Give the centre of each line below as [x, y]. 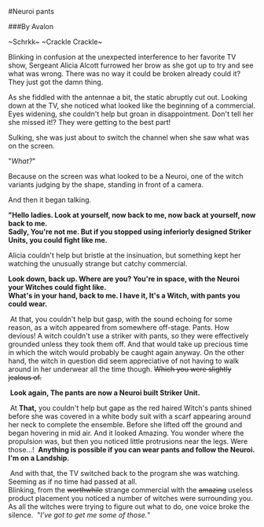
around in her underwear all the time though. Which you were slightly [120, 369]
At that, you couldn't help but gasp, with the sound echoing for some [121, 319]
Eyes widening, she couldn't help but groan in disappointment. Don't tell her [131, 114]
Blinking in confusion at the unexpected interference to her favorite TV [122, 57]
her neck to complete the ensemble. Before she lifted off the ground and [125, 425]
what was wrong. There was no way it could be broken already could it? [125, 73]
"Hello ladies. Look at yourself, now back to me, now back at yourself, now [132, 215]
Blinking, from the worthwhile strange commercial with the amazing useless [130, 490]
